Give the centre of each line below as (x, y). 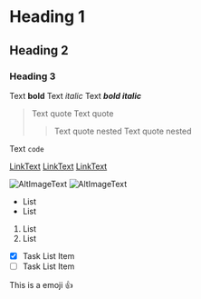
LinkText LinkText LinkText (58, 166)
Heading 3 (33, 76)
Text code (27, 148)
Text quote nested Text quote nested (123, 131)
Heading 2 (39, 50)
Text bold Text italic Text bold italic (76, 95)
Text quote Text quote (72, 113)
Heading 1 (48, 17)
